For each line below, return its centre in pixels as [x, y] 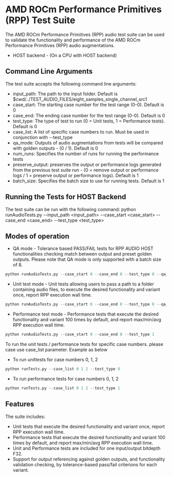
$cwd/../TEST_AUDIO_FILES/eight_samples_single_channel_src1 [80, 99]
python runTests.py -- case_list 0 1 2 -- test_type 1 [63, 388]
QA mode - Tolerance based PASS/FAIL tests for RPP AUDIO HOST [83, 248]
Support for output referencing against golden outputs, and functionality [89, 459]
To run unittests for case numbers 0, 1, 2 [55, 359]
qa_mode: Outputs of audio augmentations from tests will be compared [88, 142]
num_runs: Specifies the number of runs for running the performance [86, 153]
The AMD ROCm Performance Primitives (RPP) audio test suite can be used [85, 34]
